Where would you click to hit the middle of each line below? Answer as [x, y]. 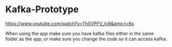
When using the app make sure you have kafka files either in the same [80, 33]
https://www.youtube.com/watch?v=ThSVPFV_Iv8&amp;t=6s [70, 24]
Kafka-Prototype [42, 9]
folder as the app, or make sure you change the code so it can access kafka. [86, 39]
